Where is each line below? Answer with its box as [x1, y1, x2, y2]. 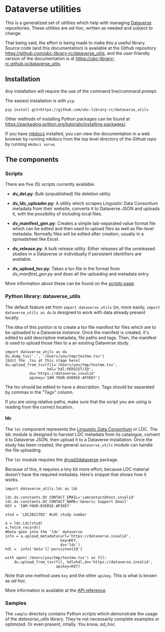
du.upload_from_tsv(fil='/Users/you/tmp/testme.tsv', [5, 362, 118, 367]
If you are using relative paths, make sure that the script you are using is [5, 398, 152, 405]
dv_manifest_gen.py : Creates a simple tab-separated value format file [12, 220, 156, 226]
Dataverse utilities [5, 3, 81, 15]
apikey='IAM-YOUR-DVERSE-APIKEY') [29, 375, 100, 380]
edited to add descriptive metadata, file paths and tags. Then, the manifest [5, 334, 157, 341]
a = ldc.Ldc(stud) [5, 521, 43, 526]
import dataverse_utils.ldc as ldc [5, 486, 78, 491]
